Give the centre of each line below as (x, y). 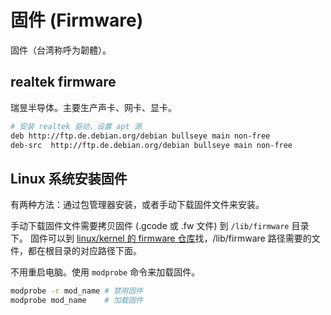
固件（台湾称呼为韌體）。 (61, 50)
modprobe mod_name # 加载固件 (77, 301)
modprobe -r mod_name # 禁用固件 (77, 291)
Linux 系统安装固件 (69, 178)
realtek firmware (63, 82)
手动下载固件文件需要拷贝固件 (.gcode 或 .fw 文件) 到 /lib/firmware (150, 226)
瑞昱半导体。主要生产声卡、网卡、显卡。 (93, 107)
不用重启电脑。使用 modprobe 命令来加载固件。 (105, 272)
